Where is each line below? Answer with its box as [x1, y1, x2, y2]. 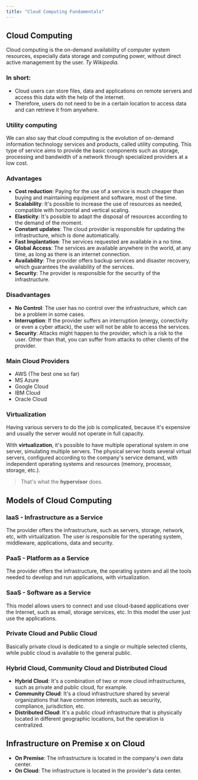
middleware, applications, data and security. [6, 539, 114, 546]
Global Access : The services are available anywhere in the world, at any [14, 244, 191, 252]
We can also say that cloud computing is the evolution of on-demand [6, 135, 174, 142]
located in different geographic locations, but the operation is [14, 715, 164, 723]
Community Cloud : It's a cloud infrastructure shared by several [14, 690, 170, 697]
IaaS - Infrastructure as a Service [6, 513, 103, 522]
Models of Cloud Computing [6, 496, 112, 506]
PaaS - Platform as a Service [6, 554, 90, 562]
